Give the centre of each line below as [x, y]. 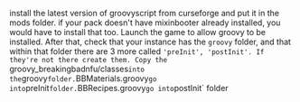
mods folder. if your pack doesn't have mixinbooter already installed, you [145, 23]
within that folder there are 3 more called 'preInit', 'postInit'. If [137, 51]
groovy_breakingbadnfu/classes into [77, 69]
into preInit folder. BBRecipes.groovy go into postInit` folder [119, 88]
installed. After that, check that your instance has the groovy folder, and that [150, 42]
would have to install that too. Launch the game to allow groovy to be [138, 32]
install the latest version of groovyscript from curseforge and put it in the [145, 13]
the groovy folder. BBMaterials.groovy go [83, 79]
